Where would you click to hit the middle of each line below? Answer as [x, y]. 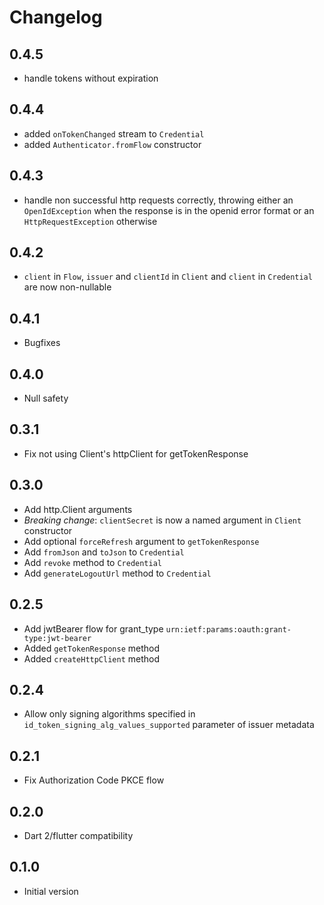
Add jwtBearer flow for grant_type [93, 628]
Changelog [56, 17]
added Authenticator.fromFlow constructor [112, 144]
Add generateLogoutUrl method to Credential [117, 573]
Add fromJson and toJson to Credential [104, 552]
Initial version [51, 891]
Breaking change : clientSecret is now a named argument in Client [162, 520]
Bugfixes [42, 343]
